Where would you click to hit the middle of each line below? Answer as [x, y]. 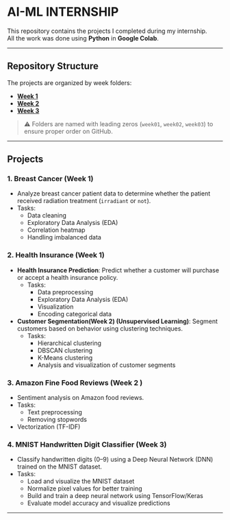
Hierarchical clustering [69, 343]
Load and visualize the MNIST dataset [81, 482]
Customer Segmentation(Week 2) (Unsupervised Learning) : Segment [117, 321]
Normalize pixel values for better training [85, 488]
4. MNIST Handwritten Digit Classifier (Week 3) [87, 445]
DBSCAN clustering [65, 350]
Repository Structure [53, 66]
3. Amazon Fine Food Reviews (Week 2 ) [75, 383]
